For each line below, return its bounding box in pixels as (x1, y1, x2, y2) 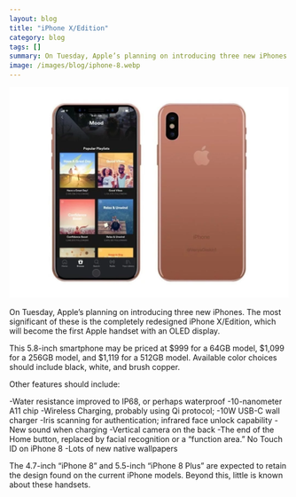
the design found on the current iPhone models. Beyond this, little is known (9, 470, 284, 481)
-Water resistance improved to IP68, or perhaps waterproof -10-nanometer (9, 396, 283, 407)
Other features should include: (9, 379, 121, 390)
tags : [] (9, 43, 42, 51)
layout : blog (9, 14, 58, 23)
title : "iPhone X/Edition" (9, 23, 109, 33)
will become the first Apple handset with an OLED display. (9, 326, 221, 336)
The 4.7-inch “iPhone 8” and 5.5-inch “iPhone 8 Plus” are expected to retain (9, 461, 287, 471)
